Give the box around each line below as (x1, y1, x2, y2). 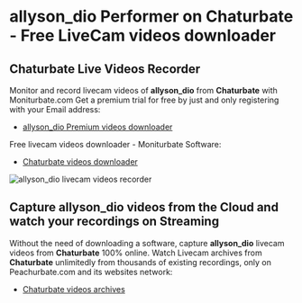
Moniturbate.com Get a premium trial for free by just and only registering (9, 94, 279, 105)
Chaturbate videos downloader (22, 156, 138, 167)
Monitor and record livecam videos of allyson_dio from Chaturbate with (9, 85, 278, 95)
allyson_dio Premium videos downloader (22, 121, 173, 132)
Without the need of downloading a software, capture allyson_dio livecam (9, 237, 285, 248)
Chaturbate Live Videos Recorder (9, 61, 201, 76)
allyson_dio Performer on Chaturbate (9, 6, 294, 27)
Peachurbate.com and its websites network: (9, 266, 173, 277)
